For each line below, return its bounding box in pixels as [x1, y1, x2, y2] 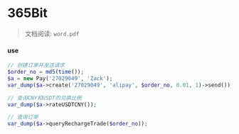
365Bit [7, 5, 48, 21]
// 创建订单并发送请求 [7, 62, 65, 69]
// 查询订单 [7, 113, 39, 121]
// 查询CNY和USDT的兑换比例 [7, 94, 82, 101]
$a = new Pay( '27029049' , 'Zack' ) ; [7, 74, 113, 82]
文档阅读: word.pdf [24, 29, 80, 38]
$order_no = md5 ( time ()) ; [7, 69, 84, 76]
